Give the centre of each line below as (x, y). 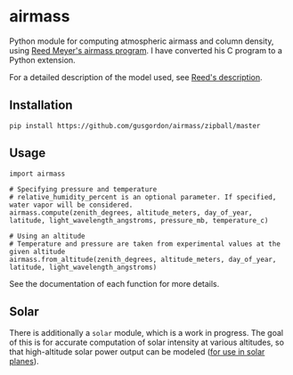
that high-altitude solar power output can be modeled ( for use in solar (137, 352)
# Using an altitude (48, 236)
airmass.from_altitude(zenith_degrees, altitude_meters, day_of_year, (143, 259)
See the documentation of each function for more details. (114, 283)
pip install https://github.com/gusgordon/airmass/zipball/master (135, 126)
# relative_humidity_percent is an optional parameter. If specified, (143, 197)
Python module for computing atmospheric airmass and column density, (142, 41)
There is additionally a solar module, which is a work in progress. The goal (146, 333)
